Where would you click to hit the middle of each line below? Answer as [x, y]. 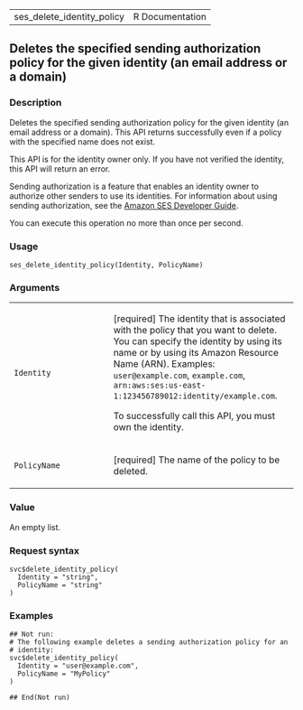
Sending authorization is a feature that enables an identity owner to [134, 186]
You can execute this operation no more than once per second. [126, 223]
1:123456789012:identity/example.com [194, 396]
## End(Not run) [40, 698]
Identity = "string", [58, 577]
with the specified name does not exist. [83, 141]
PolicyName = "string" [60, 585]
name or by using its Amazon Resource [196, 353]
